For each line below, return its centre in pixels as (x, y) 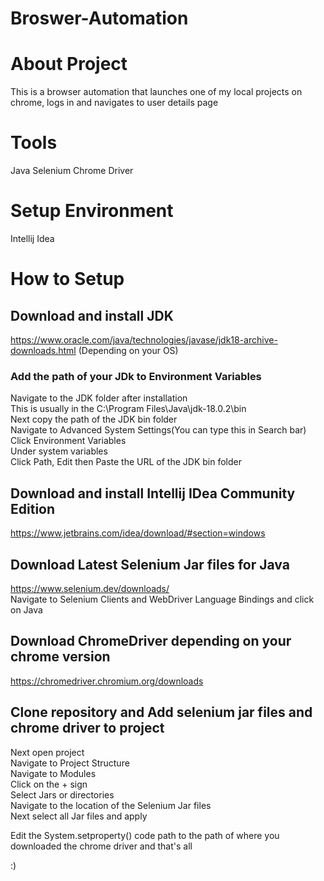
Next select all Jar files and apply (79, 816)
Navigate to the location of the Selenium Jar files (111, 805)
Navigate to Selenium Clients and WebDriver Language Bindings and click (162, 599)
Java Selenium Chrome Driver (72, 171)
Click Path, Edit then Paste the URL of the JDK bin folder (126, 462)
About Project (69, 64)
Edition (33, 508)
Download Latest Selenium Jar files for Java (150, 564)
